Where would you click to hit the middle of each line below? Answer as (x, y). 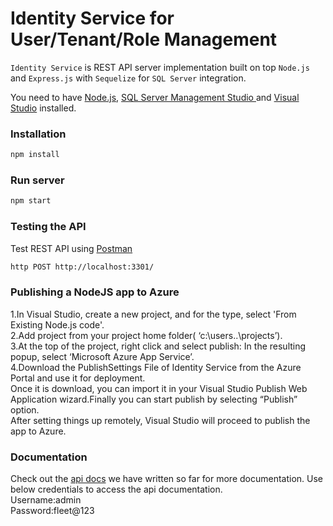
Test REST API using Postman (71, 248)
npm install (35, 155)
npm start (31, 201)
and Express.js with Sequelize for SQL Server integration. (128, 78)
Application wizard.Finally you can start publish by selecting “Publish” (154, 399)
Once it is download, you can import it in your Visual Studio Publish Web (159, 388)
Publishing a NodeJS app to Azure (95, 292)
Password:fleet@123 (52, 511)
